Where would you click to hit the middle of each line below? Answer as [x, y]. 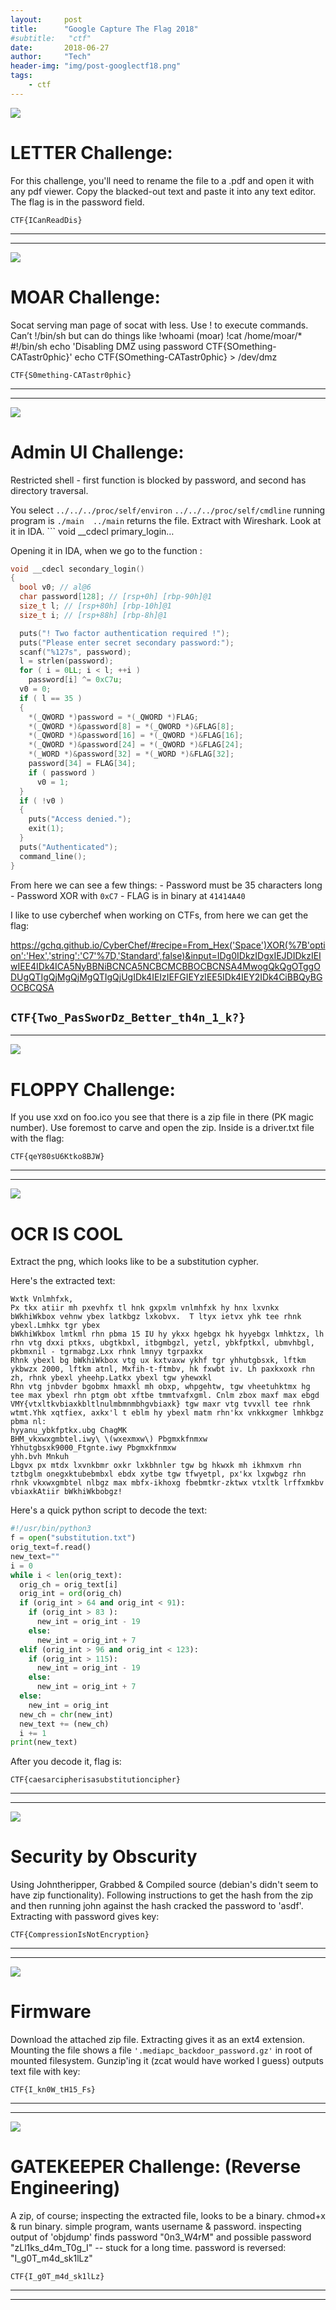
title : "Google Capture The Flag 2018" [104, 29]
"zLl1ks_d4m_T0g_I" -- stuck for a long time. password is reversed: [148, 2248]
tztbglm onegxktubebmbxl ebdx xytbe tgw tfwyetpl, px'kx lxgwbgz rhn [158, 1474]
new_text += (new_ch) [64, 1724]
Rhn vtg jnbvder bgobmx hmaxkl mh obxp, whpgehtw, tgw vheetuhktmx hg [160, 1387]
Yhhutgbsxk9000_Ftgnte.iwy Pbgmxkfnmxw [93, 1448]
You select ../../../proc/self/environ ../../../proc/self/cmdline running [168, 510]
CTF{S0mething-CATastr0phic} [71, 375]
